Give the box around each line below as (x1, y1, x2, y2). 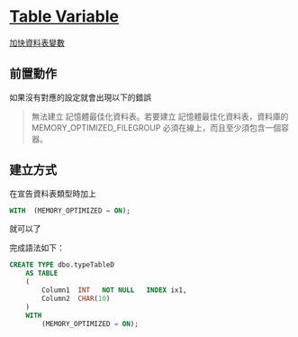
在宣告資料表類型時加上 (9, 187, 96, 199)
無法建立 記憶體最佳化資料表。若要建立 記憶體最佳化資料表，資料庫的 (31, 111, 289, 122)
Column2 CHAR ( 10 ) (41, 294, 111, 303)
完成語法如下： (9, 242, 65, 253)
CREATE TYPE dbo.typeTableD (9, 260, 115, 269)
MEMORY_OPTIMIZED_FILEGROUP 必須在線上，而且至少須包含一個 (31, 122, 282, 132)
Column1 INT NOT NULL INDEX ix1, (41, 286, 187, 295)
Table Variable (9, 6, 120, 27)
